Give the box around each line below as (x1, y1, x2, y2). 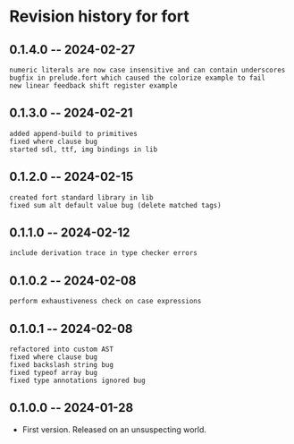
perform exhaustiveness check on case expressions (9, 297, 202, 306)
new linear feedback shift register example (9, 81, 178, 90)
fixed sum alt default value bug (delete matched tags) (9, 201, 222, 209)
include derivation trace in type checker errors (9, 249, 198, 258)
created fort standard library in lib (9, 192, 154, 202)
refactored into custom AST (9, 345, 114, 354)
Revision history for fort (9, 6, 189, 27)
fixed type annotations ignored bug (9, 376, 146, 386)
